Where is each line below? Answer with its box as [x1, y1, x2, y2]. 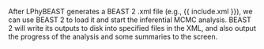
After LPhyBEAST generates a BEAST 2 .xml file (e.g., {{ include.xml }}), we [8, 7, 253, 16]
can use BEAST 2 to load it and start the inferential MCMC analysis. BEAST [8, 15, 251, 24]
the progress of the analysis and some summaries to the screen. [8, 32, 218, 41]
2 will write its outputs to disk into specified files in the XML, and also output [8, 24, 257, 32]
